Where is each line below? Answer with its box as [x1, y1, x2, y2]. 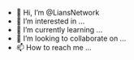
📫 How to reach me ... [15, 43, 92, 52]
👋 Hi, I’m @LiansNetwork [15, 8, 100, 17]
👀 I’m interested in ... [15, 16, 85, 26]
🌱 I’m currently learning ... [15, 25, 103, 34]
